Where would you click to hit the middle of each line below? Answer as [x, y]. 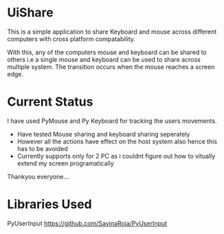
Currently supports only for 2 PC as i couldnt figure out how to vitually [116, 156]
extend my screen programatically [66, 163]
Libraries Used [49, 204]
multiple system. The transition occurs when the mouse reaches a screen [111, 67]
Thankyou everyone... [38, 176]
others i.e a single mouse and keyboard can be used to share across [104, 59]
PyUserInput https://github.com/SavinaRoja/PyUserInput [87, 223]
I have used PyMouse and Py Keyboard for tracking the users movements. [112, 121]
